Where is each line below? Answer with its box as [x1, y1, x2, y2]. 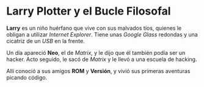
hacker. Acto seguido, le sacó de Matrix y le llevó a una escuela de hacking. [6, 55, 197, 63]
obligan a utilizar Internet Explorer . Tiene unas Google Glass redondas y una [6, 30, 199, 38]
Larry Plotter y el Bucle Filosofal [6, 4, 171, 18]
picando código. [6, 74, 48, 81]
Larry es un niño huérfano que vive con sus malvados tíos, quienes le [6, 24, 182, 32]
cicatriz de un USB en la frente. [6, 37, 85, 44]
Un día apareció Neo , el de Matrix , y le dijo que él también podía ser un [6, 49, 186, 56]
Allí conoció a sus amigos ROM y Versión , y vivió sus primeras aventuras [6, 67, 191, 74]
